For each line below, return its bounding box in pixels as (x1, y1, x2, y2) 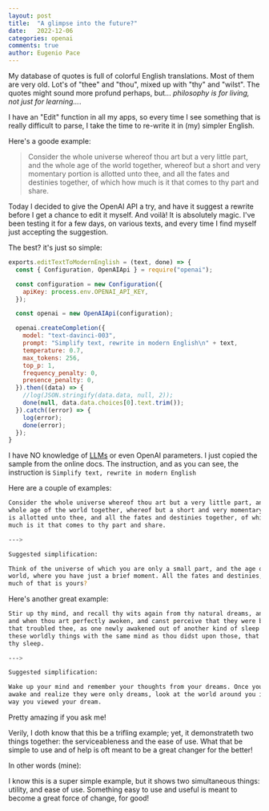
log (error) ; (22, 414, 62, 422)
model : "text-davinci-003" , (22, 332, 116, 340)
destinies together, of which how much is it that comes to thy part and (27, 177, 259, 187)
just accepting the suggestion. (8, 227, 108, 237)
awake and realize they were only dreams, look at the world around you (8, 691, 256, 699)
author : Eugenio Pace (8, 49, 81, 57)
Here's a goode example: (8, 137, 91, 145)
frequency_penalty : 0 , (22, 369, 98, 377)
